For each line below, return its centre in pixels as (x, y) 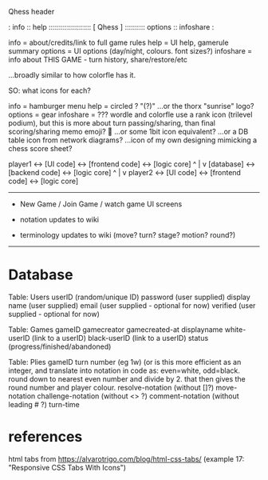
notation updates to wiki (59, 220)
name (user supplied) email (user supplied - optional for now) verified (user (132, 305)
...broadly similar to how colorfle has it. (72, 75)
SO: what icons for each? (50, 90)
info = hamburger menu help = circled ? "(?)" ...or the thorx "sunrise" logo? (131, 106)
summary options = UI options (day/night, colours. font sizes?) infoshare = (130, 51)
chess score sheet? (40, 148)
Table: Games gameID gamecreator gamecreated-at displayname (116, 329)
